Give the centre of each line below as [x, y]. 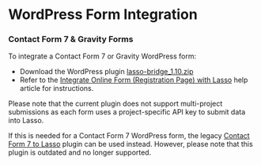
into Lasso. [26, 121]
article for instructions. [57, 88]
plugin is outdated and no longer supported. [80, 152]
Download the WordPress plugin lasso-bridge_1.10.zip [106, 72]
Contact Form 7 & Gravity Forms [71, 39]
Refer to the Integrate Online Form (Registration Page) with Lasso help [134, 80]
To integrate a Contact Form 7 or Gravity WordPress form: [102, 56]
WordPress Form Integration [103, 15]
